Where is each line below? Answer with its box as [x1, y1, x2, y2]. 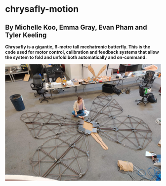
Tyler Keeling [5, 31, 47, 39]
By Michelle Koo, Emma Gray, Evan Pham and [5, 23, 147, 32]
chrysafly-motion [5, 3, 79, 15]
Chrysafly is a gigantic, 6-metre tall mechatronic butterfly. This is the [5, 44, 151, 50]
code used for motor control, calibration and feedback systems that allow [5, 49, 159, 55]
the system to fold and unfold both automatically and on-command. [5, 54, 147, 60]
